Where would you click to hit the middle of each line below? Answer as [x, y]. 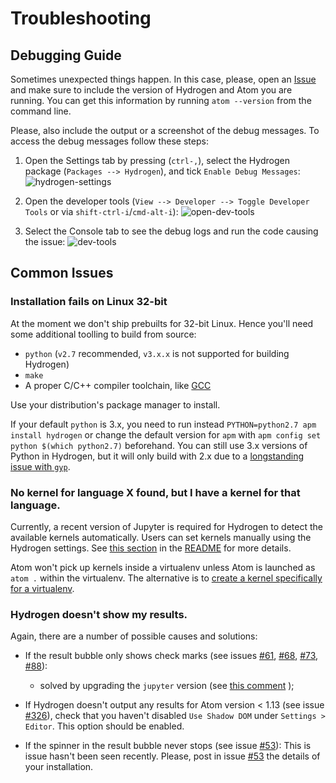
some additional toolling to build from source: [103, 334]
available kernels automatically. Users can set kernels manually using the [161, 537]
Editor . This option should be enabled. [104, 726]
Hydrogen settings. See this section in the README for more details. [151, 548]
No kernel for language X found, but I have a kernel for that [155, 492]
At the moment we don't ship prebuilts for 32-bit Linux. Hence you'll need [162, 323]
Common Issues [62, 273]
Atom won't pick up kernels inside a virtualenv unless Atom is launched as [163, 567]
